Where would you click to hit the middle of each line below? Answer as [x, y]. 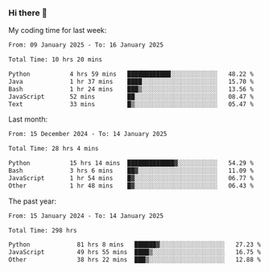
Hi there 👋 [28, 13]
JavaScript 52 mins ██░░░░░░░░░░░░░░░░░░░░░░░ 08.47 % [131, 97]
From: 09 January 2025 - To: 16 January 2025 [86, 45]
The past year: [32, 201]
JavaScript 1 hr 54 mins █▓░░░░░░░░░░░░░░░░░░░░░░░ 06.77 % [131, 178]
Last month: [28, 119]
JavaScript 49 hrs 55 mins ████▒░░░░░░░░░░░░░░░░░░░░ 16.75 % [135, 253]
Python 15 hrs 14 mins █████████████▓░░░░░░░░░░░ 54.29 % [131, 163]
